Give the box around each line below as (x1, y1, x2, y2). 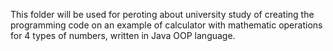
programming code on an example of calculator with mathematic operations (10, 19, 323, 31)
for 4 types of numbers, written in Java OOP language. (10, 30, 236, 41)
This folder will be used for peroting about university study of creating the (10, 9, 315, 20)
